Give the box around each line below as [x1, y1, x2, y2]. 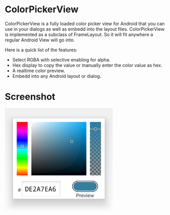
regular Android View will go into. [5, 37, 75, 43]
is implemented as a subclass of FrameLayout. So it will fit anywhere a [5, 31, 154, 37]
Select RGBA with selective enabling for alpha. [12, 56, 111, 62]
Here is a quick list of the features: [5, 47, 78, 53]
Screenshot [5, 91, 55, 103]
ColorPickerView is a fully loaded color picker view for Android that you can [5, 20, 165, 27]
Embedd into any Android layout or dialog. [12, 73, 101, 79]
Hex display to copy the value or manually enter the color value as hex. [12, 62, 162, 68]
